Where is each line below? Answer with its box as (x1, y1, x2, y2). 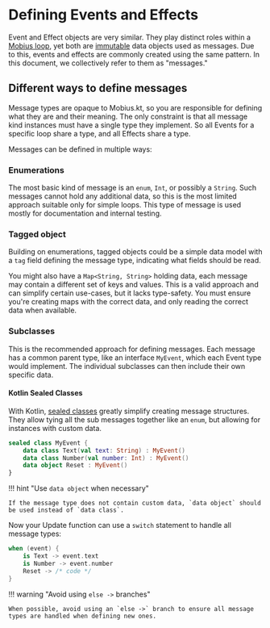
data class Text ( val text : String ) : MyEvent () (23, 446, 185, 454)
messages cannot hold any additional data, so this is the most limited (8, 191, 238, 201)
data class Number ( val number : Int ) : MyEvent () (23, 454, 189, 462)
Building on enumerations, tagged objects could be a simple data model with (8, 247, 263, 257)
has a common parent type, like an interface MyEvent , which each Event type (8, 353, 262, 362)
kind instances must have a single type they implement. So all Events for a (8, 119, 255, 130)
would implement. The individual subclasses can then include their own (8, 361, 246, 371)
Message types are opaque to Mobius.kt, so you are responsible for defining (8, 103, 263, 112)
